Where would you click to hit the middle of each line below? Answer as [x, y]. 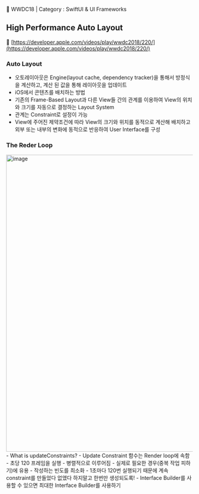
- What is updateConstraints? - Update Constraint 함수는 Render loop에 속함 [98, 456]
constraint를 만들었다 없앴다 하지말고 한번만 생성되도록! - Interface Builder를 [96, 478]
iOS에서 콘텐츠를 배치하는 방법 [50, 93]
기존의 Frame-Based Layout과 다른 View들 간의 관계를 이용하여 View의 [98, 100]
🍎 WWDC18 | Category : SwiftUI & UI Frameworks [66, 9]
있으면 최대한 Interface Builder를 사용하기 [72, 485]
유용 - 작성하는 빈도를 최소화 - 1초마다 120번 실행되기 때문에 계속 [94, 471]
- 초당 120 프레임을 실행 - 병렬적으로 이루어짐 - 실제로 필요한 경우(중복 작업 [93, 463]
